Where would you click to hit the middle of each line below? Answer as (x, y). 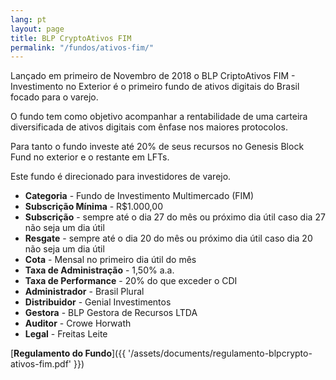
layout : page (37, 29)
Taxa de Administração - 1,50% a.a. (99, 270)
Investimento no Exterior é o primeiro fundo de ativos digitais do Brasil (155, 87)
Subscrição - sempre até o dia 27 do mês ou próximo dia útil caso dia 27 (175, 217)
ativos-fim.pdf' (41, 364)
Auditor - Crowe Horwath (78, 323)
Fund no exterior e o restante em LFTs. (90, 157)
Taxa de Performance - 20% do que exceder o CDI (131, 281)
